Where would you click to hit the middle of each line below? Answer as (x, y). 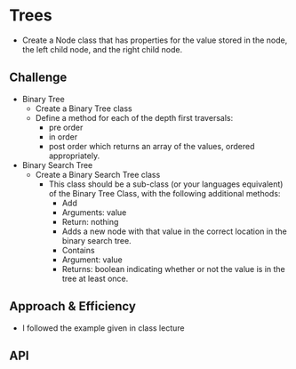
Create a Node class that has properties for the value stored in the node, (155, 40)
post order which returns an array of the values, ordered (152, 146)
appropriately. (74, 156)
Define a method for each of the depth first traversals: (134, 117)
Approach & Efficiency (72, 306)
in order (63, 136)
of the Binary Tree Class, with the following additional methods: (164, 193)
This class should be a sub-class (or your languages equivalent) (166, 184)
